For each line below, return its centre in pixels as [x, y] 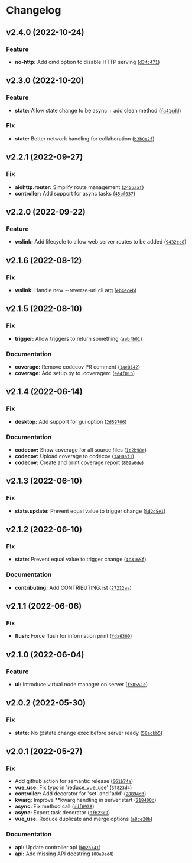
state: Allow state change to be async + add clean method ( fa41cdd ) [98, 110]
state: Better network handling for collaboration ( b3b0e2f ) [84, 138]
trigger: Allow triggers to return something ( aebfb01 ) [79, 338]
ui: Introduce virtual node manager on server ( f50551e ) [81, 684]
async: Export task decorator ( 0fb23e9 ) [62, 813]
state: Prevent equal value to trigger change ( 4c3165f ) [80, 559]
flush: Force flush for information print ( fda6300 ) [73, 636]
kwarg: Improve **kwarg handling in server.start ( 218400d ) [85, 800]
